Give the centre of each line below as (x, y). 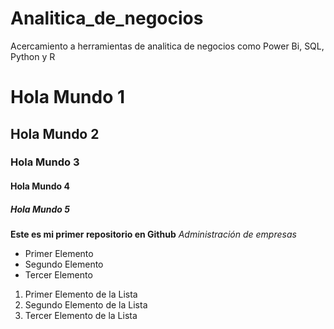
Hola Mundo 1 (68, 97)
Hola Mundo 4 (40, 186)
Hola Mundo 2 (55, 133)
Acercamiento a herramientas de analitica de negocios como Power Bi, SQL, (167, 46)
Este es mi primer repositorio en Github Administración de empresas (153, 234)
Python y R (33, 56)
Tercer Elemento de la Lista (81, 315)
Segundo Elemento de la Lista (86, 305)
